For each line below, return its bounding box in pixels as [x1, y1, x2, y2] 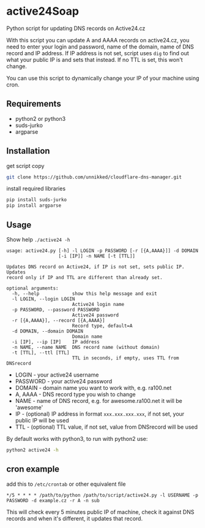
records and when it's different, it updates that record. [6, 515, 143, 522]
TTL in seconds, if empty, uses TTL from [72, 355, 179, 361]
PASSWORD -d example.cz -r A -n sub [6, 497, 100, 503]
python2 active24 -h [6, 447, 59, 453]
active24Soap [6, 4, 80, 18]
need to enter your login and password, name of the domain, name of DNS [6, 43, 195, 50]
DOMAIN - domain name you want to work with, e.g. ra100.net [15, 385, 172, 391]
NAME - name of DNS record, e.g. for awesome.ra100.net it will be [15, 397, 182, 404]
